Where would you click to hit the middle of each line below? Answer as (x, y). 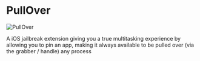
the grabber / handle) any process (49, 51)
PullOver (28, 10)
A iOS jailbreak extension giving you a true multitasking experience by (93, 38)
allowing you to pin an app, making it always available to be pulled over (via (100, 45)
